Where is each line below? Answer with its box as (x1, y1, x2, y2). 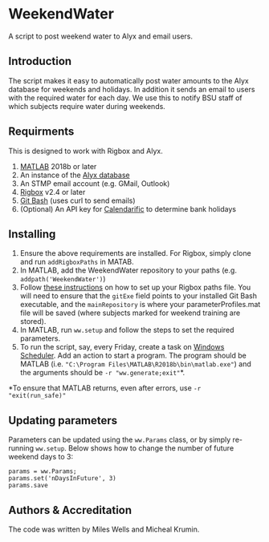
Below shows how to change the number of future (67, 443, 234, 453)
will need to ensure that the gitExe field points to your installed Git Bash (19, 291, 257, 301)
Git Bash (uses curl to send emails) (19, 196, 136, 205)
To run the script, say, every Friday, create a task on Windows (19, 342, 225, 352)
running (8, 443, 35, 453)
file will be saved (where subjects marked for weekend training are (19, 308, 241, 318)
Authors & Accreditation (8, 503, 132, 517)
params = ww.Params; (8, 467, 78, 475)
